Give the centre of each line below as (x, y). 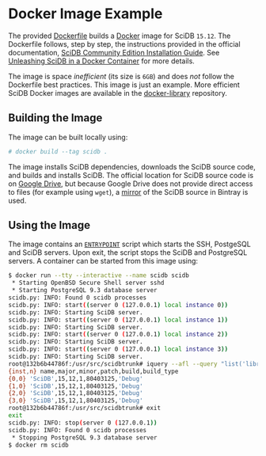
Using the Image (49, 225)
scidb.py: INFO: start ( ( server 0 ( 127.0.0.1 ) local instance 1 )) (118, 320)
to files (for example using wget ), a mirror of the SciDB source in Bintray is (128, 192)
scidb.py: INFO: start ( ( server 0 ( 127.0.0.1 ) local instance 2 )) (118, 334)
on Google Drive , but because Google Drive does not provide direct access (131, 184)
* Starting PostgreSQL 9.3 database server (84, 291)
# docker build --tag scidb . (58, 151)
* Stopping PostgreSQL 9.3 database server (84, 437)
